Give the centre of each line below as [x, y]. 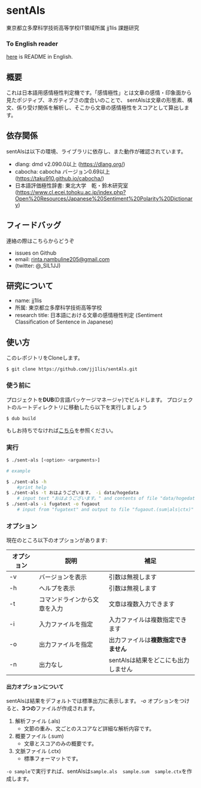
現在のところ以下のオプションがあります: [57, 541]
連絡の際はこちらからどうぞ [40, 241]
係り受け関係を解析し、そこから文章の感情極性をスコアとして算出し [100, 108]
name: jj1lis [28, 301]
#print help [32, 487]
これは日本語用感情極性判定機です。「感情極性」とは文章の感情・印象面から [99, 93]
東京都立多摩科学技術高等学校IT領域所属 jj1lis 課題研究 [73, 28]
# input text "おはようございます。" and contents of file [87, 499]
